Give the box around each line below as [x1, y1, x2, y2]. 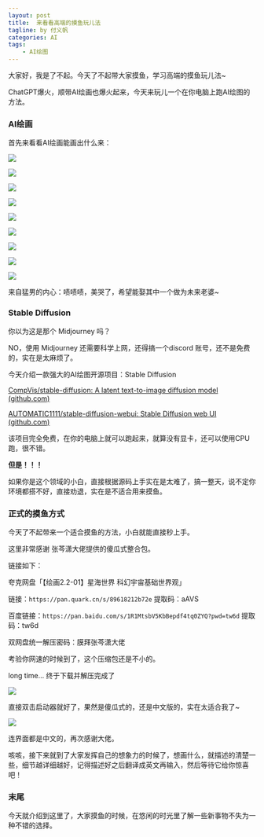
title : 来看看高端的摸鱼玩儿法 [8, 19, 101, 27]
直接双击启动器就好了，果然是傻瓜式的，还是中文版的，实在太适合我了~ [8, 702, 240, 711]
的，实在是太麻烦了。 [8, 353, 77, 362]
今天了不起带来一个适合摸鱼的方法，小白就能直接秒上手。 [8, 527, 194, 537]
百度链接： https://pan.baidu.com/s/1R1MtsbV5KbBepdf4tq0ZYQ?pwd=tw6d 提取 [8, 611, 255, 620]
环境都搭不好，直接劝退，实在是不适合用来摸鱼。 [8, 486, 167, 496]
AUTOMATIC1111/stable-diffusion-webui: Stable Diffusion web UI [8, 409, 217, 418]
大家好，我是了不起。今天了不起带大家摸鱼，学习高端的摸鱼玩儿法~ [8, 71, 226, 79]
